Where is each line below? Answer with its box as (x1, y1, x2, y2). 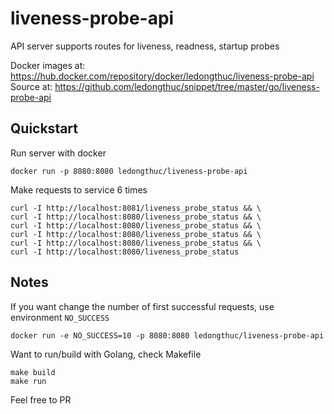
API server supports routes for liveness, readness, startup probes (10, 40, 280, 52)
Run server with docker (10, 147, 107, 159)
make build (10, 367, 56, 377)
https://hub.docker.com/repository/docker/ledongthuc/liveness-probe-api (10, 70, 315, 82)
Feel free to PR (10, 393, 72, 406)
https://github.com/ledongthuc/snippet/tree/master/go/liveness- (54, 80, 320, 92)
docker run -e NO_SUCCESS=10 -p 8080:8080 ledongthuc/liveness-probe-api (10, 330, 325, 341)
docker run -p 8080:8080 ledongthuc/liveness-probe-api (10, 166, 248, 176)
